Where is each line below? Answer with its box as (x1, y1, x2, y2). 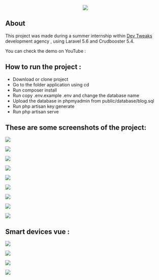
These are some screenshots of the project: (5, 123, 147, 132)
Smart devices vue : (5, 227, 70, 236)
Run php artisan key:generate (12, 103, 75, 109)
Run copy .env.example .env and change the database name (12, 92, 140, 99)
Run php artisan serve (12, 108, 59, 114)
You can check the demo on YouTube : (5, 48, 86, 54)
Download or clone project (12, 76, 69, 82)
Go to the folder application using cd (12, 81, 89, 87)
